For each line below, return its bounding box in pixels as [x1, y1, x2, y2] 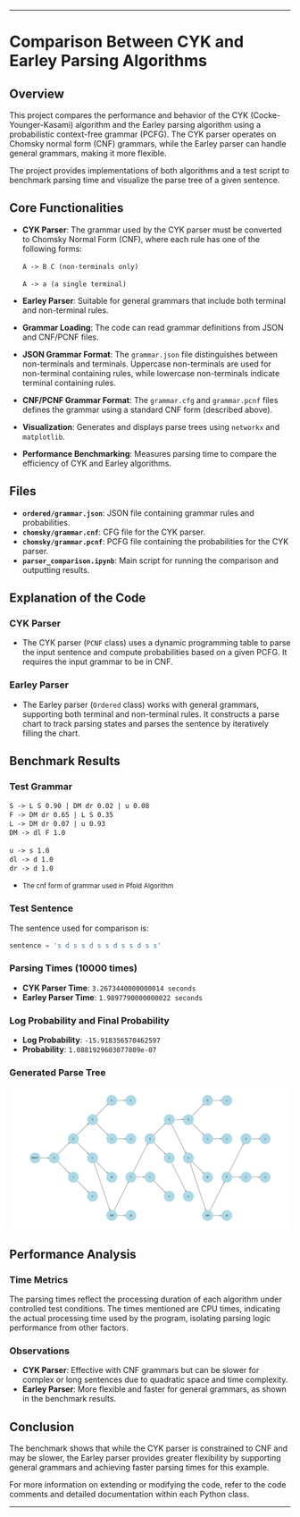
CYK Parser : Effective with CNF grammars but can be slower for [21, 1365, 260, 1376]
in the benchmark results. [21, 1394, 117, 1404]
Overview [9, 86, 65, 101]
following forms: [21, 243, 82, 254]
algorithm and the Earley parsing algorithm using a [75, 120, 262, 130]
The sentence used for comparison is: [9, 923, 149, 933]
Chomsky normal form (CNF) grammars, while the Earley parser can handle [9, 139, 287, 148]
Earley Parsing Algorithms [9, 51, 208, 72]
